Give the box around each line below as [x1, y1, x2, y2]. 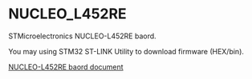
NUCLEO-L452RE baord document [8, 61, 124, 72]
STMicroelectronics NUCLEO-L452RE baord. [8, 31, 156, 41]
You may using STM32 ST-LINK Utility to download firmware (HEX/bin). [8, 46, 245, 56]
